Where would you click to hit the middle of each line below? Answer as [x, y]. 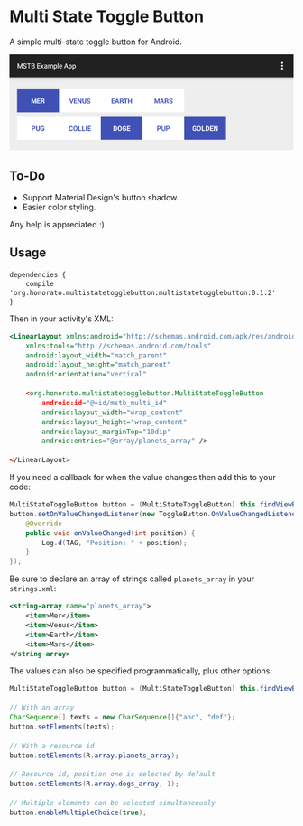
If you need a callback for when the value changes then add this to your [143, 478]
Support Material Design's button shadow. [101, 197]
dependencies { [38, 274]
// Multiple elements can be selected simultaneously [113, 803]
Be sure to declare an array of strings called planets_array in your [132, 579]
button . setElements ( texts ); [62, 727]
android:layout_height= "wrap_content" [115, 422]
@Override [44, 524]
